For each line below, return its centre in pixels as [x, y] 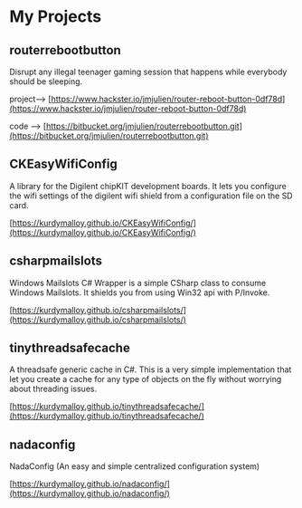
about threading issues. [53, 389]
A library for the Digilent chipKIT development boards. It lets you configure [148, 186]
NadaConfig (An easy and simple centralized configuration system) [135, 466]
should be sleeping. [46, 81]
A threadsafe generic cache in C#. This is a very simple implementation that [151, 369]
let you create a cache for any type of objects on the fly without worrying [146, 379]
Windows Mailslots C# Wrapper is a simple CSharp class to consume [138, 283]
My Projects [56, 17]
